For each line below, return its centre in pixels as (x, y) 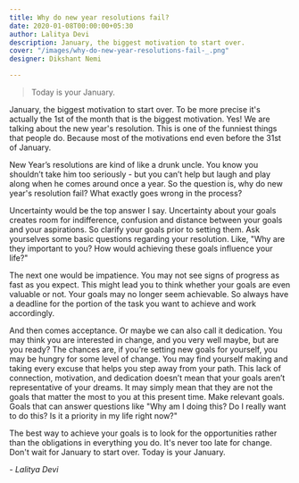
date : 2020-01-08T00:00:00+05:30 (71, 26)
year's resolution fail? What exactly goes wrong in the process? (126, 193)
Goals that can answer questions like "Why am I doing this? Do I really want (148, 406)
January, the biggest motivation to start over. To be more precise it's (135, 109)
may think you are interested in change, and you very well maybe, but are (144, 340)
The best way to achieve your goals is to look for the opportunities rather (143, 433)
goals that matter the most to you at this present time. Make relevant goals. (147, 397)
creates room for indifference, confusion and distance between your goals (146, 220)
